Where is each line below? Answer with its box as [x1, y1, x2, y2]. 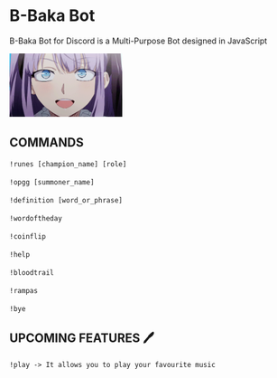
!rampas [9, 287, 39, 296]
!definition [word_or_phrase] [9, 196, 124, 205]
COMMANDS [9, 135, 84, 150]
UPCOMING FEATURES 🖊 [9, 330, 155, 345]
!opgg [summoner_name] [9, 178, 95, 187]
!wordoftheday [9, 214, 63, 223]
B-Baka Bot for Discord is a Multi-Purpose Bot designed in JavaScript [9, 35, 268, 46]
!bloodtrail [9, 269, 54, 278]
